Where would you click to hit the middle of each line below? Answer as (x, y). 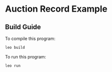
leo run (13, 66)
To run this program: (26, 56)
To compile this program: (30, 38)
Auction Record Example (56, 9)
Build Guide (23, 27)
